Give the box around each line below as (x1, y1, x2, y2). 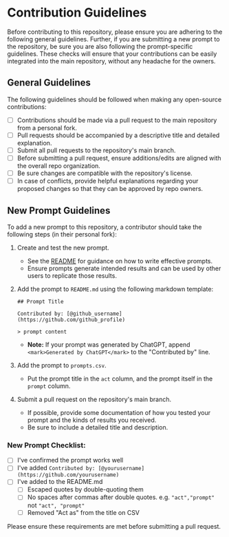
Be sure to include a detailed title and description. (27, 423, 168, 432)
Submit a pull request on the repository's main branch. (17, 395, 172, 403)
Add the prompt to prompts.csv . (17, 361, 107, 369)
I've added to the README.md (17, 478, 103, 486)
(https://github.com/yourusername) (17, 472, 120, 478)
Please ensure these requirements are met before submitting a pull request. (7, 522, 221, 530)
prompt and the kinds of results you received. (27, 416, 157, 424)
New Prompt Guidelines (7, 205, 111, 216)
